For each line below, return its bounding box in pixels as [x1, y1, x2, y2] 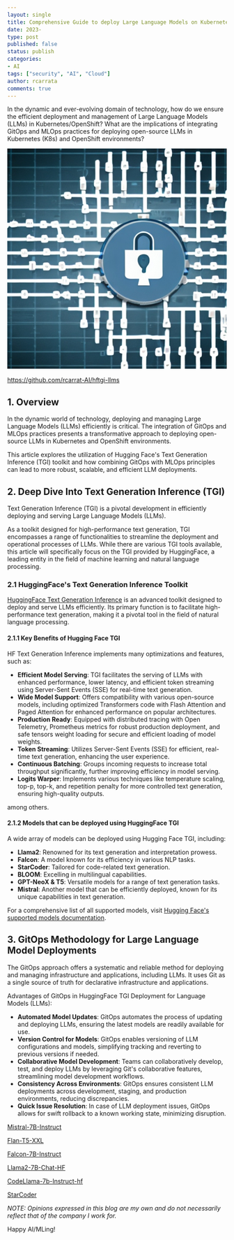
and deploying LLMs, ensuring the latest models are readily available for [17, 1020, 224, 1028]
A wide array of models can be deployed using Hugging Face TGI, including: [7, 834, 226, 842]
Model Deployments [7, 944, 97, 957]
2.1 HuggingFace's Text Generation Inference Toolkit [7, 579, 188, 589]
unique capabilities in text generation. [17, 892, 125, 901]
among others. [7, 802, 49, 811]
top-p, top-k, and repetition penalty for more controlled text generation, [17, 781, 223, 790]
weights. [17, 737, 42, 746]
